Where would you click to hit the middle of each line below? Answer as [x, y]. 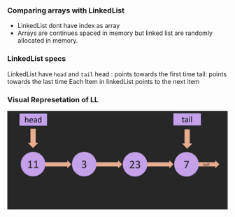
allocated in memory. [48, 41]
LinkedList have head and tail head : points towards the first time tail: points [117, 74]
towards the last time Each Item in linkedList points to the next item [104, 81]
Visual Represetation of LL [53, 99]
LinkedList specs [37, 59]
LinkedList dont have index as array [69, 26]
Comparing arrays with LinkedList [66, 10]
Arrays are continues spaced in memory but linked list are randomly [115, 33]
